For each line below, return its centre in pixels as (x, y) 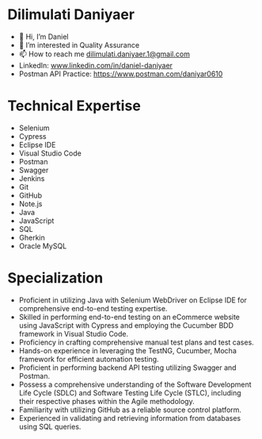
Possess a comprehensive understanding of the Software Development (135, 384)
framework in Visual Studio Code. (74, 333)
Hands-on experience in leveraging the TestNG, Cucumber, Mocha (127, 350)
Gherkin (32, 237)
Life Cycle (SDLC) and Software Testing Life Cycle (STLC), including (130, 393)
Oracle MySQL (43, 246)
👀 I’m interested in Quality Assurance (79, 44)
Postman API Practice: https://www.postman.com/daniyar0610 (121, 74)
